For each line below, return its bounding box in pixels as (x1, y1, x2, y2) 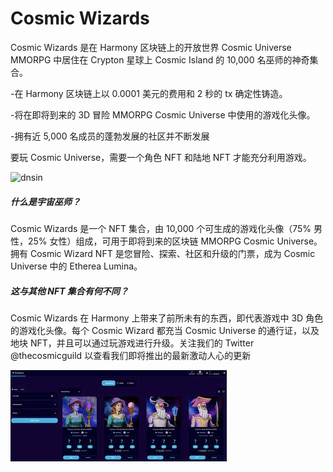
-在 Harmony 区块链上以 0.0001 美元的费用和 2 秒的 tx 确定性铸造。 (10, 87, 288, 99)
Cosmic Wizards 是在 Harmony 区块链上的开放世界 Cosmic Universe (10, 41, 292, 53)
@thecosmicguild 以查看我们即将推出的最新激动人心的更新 (10, 349, 252, 361)
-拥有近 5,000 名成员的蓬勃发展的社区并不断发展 (10, 130, 210, 142)
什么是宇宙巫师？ (10, 195, 81, 207)
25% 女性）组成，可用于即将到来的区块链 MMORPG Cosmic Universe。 (27, 235, 323, 247)
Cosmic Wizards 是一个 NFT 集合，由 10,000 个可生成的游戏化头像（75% (10, 222, 312, 234)
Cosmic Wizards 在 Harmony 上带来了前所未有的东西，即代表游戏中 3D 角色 (10, 312, 324, 324)
